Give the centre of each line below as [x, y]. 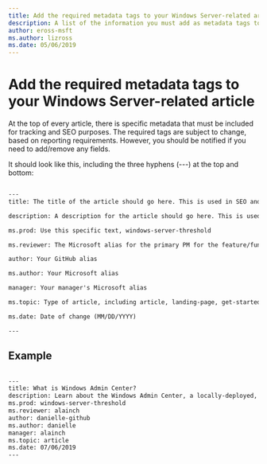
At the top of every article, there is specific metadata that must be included [131, 123]
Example [30, 356]
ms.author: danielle [43, 425]
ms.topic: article [39, 440]
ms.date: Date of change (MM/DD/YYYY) [72, 316]
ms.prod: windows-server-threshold [67, 404]
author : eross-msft [41, 30]
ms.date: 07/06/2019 [43, 448]
